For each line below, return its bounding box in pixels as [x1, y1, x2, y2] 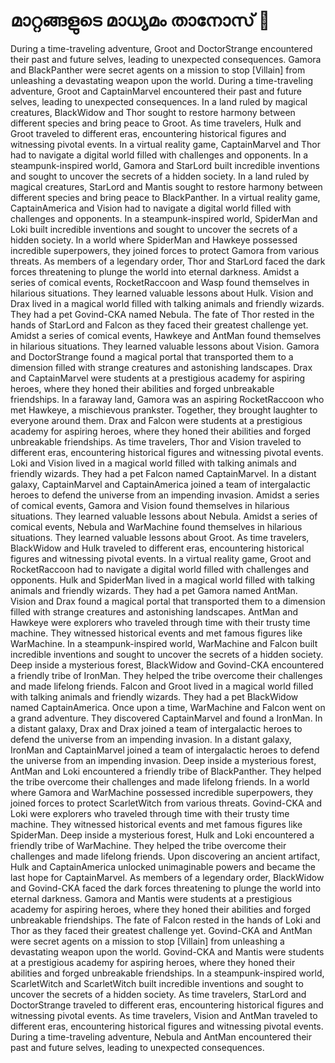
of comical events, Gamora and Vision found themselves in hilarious [10, 499, 290, 511]
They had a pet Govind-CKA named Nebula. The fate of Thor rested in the [10, 308, 315, 320]
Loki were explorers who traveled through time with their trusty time [10, 807, 290, 819]
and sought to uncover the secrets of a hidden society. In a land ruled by [10, 170, 310, 182]
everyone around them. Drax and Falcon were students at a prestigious [10, 414, 303, 426]
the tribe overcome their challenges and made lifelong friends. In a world [10, 775, 310, 788]
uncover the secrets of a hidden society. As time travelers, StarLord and [10, 988, 307, 1000]
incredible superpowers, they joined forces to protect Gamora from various [10, 244, 320, 256]
